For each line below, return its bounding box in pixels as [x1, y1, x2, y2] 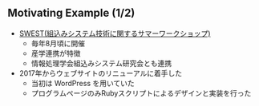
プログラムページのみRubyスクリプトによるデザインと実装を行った [30, 88, 252, 98]
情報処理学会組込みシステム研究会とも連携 [30, 58, 172, 68]
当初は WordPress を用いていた [30, 78, 136, 88]
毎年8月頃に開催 [30, 38, 86, 48]
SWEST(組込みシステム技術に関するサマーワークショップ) [18, 28, 211, 38]
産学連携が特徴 [30, 48, 81, 58]
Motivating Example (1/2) [7, 6, 136, 20]
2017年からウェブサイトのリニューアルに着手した [18, 68, 183, 78]
